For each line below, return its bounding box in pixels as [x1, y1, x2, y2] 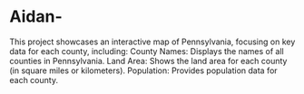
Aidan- [9, 6, 63, 27]
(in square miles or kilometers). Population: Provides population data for [9, 65, 279, 76]
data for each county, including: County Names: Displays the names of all [9, 45, 284, 56]
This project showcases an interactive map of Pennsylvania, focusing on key [9, 36, 296, 47]
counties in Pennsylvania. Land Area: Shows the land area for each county [9, 55, 288, 66]
